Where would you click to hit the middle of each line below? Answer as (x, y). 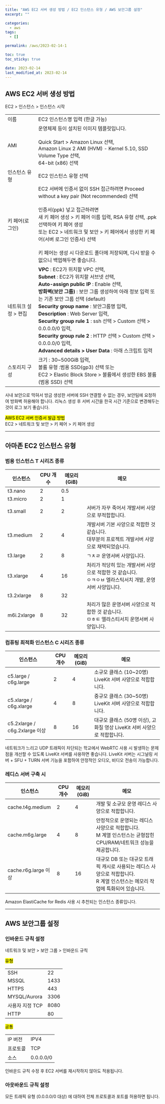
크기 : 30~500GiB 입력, (64, 360)
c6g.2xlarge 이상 (27, 730)
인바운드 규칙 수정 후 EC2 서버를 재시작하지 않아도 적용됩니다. (64, 1071)
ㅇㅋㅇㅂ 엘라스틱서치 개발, (116, 580)
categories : (17, 23)
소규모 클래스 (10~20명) (121, 672)
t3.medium (20, 535)
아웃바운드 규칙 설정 (27, 1085)
